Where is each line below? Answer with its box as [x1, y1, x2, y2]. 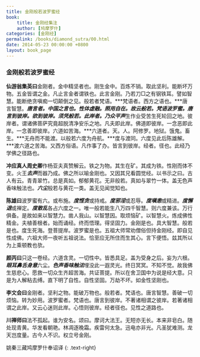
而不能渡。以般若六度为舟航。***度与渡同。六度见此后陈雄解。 [34, 135, 188, 142]
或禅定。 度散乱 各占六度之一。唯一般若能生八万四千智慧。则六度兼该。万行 [11, 204, 193, 211]
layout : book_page [6, 48, 51, 53]
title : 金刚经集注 [17, 20, 58, 26]
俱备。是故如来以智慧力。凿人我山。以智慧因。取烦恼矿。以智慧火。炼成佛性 [6, 212, 193, 219]
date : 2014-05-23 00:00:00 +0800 [6, 42, 89, 48]
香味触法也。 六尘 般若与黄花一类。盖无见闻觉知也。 [6, 185, 131, 192]
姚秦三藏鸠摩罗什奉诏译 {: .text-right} [6, 344, 96, 351]
